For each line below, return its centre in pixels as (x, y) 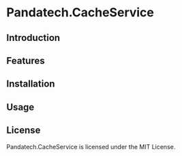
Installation (31, 84)
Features (26, 60)
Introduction (33, 38)
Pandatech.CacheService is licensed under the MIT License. (91, 146)
